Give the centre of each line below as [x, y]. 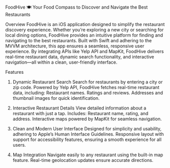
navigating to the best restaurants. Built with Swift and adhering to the [78, 40]
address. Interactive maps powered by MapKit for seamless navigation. [87, 119]
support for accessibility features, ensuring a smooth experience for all [87, 139]
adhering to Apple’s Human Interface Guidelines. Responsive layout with [88, 134]
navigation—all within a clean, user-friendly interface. [61, 62]
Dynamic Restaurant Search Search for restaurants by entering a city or [88, 82]
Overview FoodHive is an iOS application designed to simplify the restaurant [85, 24]
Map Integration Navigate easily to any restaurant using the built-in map [88, 155]
